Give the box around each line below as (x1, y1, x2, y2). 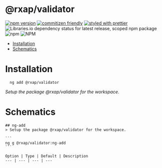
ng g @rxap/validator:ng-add (5, 140, 66, 145)
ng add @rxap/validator (9, 80, 59, 85)
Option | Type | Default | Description (5, 153, 88, 158)
